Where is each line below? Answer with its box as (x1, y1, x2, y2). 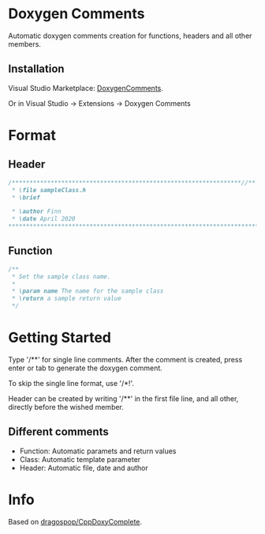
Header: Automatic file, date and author (19, 463, 148, 472)
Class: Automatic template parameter (19, 454, 141, 464)
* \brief (11, 193, 41, 202)
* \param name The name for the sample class (11, 287, 164, 295)
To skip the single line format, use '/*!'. (8, 379, 134, 388)
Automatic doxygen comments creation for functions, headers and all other (8, 31, 252, 40)
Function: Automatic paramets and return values (19, 446, 177, 456)
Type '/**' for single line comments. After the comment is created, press (8, 355, 243, 364)
